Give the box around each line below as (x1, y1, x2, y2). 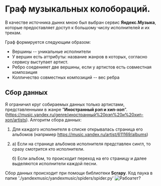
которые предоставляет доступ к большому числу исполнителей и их (5, 24, 150, 30)
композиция (12, 69, 38, 75)
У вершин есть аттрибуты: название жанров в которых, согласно (12, 53, 147, 59)
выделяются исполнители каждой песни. (12, 160, 98, 166)
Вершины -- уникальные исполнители (12, 49, 91, 54)
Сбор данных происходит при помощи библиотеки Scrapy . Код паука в (5, 170, 153, 176)
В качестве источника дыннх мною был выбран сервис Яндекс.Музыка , (5, 19, 156, 25)
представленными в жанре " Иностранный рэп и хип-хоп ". (5, 106, 128, 112)
